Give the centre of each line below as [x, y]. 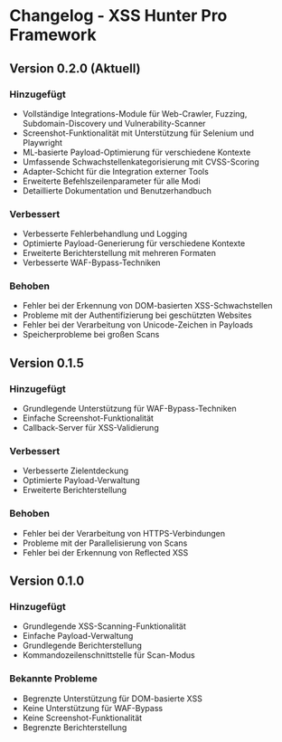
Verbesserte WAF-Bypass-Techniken [91, 262]
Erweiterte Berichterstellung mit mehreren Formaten [119, 253]
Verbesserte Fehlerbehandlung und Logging [105, 234]
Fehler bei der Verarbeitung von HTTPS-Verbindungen [124, 533]
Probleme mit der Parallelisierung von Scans [105, 543]
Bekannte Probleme [53, 679]
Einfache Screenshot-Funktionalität [88, 418]
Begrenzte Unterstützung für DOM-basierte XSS [113, 699]
